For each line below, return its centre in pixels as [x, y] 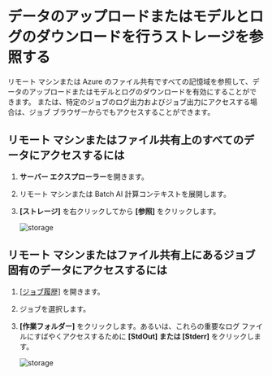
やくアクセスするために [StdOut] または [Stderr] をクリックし [151, 336]
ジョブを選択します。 [55, 308]
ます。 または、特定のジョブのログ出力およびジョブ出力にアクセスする [132, 102]
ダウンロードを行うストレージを [142, 37]
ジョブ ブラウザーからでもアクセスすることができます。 [122, 111]
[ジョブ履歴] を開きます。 [62, 291]
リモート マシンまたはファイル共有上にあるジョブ [132, 255]
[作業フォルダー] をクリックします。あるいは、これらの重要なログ [130, 326]
